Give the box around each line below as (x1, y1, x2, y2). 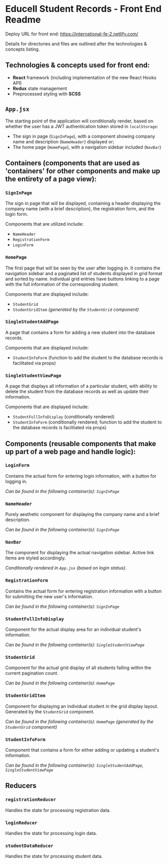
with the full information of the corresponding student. (5, 281, 119, 287)
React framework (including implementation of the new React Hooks (12, 75, 157, 81)
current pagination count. (5, 670, 59, 676)
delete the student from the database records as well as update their (5, 388, 149, 394)
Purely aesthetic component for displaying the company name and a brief (5, 511, 159, 517)
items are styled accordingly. (5, 555, 66, 561)
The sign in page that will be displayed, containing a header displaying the (5, 200, 161, 207)
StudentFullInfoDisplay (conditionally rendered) (12, 414, 115, 420)
